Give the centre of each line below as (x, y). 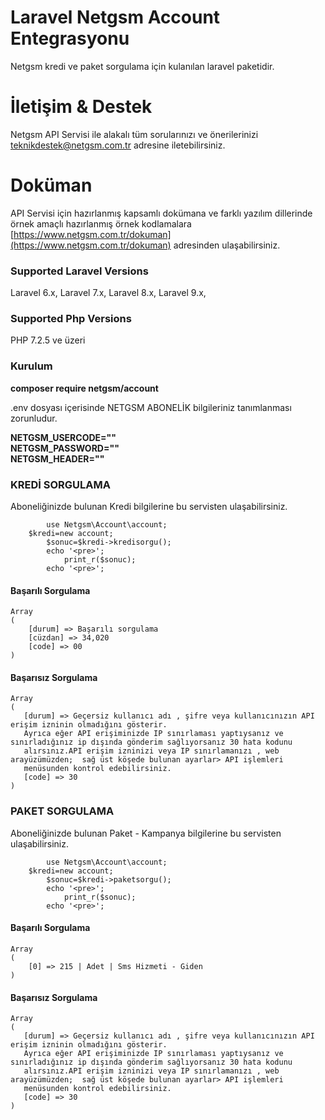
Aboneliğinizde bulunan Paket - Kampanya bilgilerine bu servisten (146, 833)
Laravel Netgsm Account (115, 17)
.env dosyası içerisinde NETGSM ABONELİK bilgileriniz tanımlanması (151, 407)
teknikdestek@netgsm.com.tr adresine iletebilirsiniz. (118, 145)
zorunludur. (34, 418)
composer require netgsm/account (84, 388)
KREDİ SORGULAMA (60, 484)
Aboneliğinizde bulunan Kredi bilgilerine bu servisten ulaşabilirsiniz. (149, 506)
